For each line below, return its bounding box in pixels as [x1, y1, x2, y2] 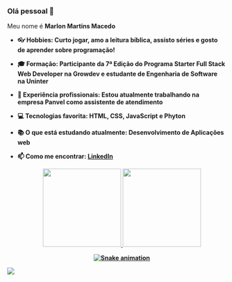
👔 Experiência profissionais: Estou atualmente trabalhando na [17, 90, 200, 99]
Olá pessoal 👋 [7, 6, 54, 16]
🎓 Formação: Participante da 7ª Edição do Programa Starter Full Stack [17, 60, 226, 68]
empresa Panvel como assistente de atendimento [17, 98, 163, 106]
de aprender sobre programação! [17, 46, 116, 54]
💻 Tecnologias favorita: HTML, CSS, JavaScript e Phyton [17, 112, 186, 120]
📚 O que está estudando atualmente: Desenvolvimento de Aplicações [17, 128, 224, 137]
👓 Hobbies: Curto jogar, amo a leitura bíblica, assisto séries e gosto [17, 36, 218, 44]
